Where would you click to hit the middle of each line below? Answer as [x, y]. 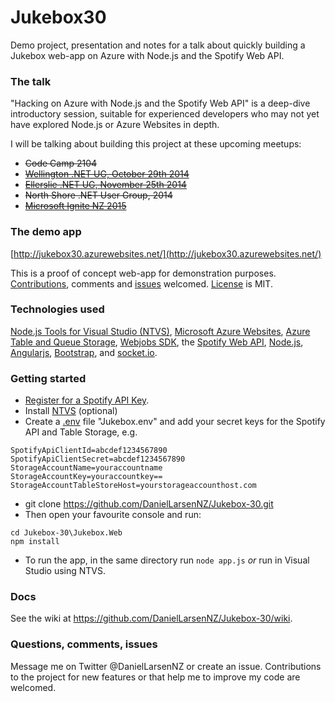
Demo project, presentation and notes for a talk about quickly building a [158, 45]
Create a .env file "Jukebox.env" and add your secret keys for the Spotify [175, 422]
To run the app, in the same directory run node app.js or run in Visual [167, 560]
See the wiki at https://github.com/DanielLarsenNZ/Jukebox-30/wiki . [151, 618]
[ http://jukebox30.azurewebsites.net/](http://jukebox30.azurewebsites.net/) [166, 253]
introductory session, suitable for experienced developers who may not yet [165, 114]
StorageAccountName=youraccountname [86, 468]
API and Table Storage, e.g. [81, 432]
